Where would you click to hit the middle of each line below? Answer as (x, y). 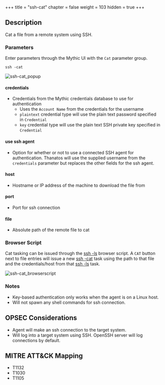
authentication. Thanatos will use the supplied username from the (79, 158)
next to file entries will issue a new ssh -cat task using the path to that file (80, 258)
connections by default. (36, 340)
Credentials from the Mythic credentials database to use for (73, 99)
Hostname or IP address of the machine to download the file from (79, 185)
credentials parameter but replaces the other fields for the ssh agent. (83, 163)
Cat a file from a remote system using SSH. (49, 35)
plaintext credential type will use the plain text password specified (88, 114)
